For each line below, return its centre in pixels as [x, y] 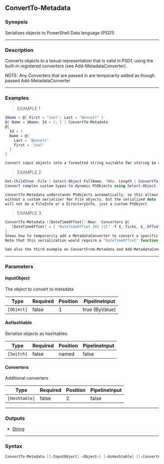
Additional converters [27, 378]
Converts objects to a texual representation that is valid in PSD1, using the [79, 60]
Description [19, 50]
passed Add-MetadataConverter [38, 80]
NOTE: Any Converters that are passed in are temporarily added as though [80, 75]
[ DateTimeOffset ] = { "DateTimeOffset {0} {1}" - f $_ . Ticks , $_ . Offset [86, 227]
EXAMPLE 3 [29, 213]
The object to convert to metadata [40, 289]
